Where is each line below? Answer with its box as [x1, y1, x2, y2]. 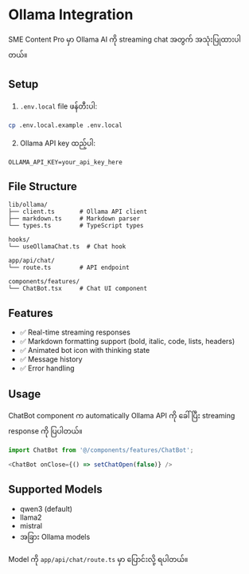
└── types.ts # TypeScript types [8, 222, 145, 230]
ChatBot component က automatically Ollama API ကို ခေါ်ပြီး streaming [8, 411, 235, 421]
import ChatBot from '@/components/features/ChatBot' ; [8, 446, 194, 454]
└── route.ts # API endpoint [8, 263, 130, 272]
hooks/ [8, 236, 30, 244]
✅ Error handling [19, 363, 75, 373]
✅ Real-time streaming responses [19, 327, 131, 337]
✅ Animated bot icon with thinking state [19, 346, 150, 355]
